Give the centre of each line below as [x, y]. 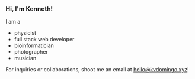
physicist [25, 33]
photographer [31, 52]
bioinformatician [34, 45]
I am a [13, 22]
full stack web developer [44, 39]
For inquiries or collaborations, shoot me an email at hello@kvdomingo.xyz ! [97, 70]
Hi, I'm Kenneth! [29, 9]
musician [25, 58]
